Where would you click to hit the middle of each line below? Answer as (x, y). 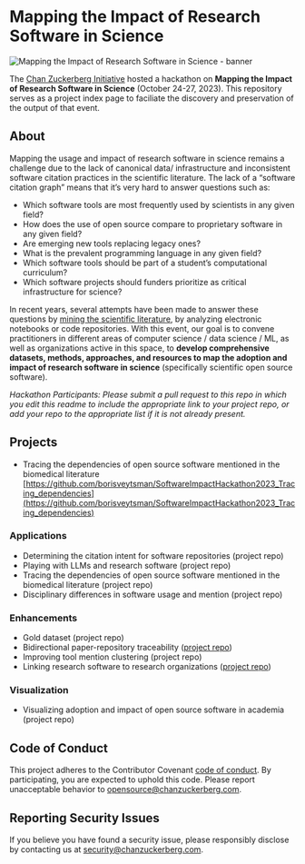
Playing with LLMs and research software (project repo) (127, 565)
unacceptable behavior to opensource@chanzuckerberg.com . (126, 790)
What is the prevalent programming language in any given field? (142, 253)
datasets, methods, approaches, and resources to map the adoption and (148, 357)
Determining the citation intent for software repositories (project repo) (153, 555)
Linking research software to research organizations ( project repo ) (147, 667)
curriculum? (45, 272)
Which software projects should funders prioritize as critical (134, 282)
